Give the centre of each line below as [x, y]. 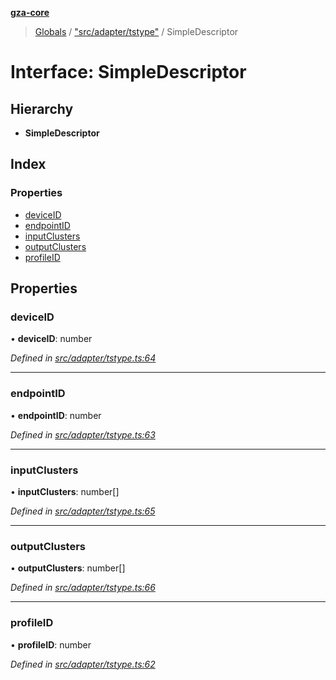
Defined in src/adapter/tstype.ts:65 [83, 511]
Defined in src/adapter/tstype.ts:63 [83, 434]
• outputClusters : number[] [68, 568]
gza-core [30, 12]
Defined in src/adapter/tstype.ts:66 [83, 588]
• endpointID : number [56, 415]
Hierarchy [42, 108]
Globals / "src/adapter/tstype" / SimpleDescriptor [136, 31]
